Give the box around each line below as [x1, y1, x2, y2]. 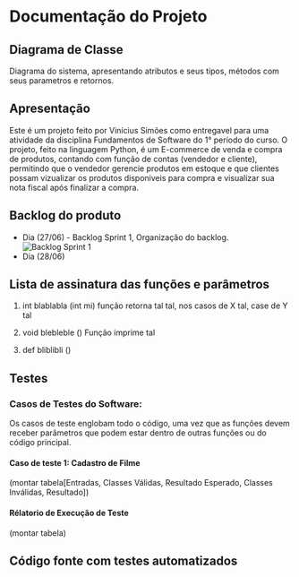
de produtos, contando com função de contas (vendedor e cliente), [9, 153, 258, 164]
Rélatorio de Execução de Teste [9, 507, 130, 518]
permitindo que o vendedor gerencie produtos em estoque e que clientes [9, 163, 279, 174]
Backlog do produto [9, 208, 122, 223]
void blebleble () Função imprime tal [21, 327, 156, 338]
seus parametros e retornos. [9, 75, 115, 86]
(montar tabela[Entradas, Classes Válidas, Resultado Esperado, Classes [9, 478, 273, 488]
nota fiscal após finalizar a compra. [9, 182, 140, 193]
